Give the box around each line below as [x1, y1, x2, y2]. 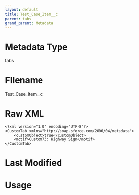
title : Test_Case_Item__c [5, 12, 58, 17]
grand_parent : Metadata [5, 20, 54, 26]
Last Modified [5, 157, 62, 169]
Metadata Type [5, 42, 68, 53]
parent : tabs [5, 16, 32, 21]
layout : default [5, 7, 38, 12]
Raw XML [5, 108, 44, 119]
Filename [5, 75, 43, 86]
